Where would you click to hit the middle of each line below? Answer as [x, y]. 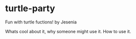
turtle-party [30, 9]
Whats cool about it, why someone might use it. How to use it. [68, 31]
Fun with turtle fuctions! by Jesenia [41, 22]
